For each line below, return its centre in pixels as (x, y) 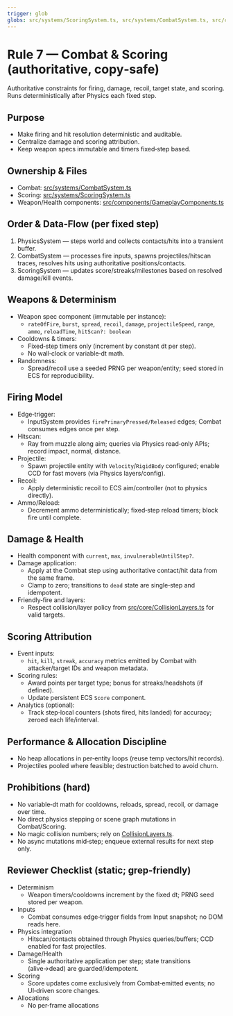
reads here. (44, 924)
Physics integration (45, 931)
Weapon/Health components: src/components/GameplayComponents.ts (120, 203)
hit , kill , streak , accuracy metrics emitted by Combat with (112, 661)
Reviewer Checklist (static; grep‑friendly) (99, 871)
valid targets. (46, 615)
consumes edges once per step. (74, 428)
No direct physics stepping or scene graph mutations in (97, 819)
